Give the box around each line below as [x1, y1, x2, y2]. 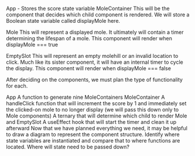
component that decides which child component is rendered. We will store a [6, 11, 190, 18]
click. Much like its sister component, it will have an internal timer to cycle [6, 58, 183, 65]
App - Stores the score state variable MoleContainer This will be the [6, 5, 170, 12]
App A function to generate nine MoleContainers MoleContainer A [6, 93, 165, 100]
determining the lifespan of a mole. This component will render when [6, 35, 173, 41]
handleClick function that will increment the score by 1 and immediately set [6, 100, 187, 107]
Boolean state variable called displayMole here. [6, 18, 121, 24]
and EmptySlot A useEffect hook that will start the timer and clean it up [6, 119, 177, 125]
